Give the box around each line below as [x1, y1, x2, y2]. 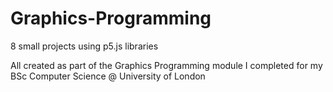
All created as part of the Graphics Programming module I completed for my [10, 59, 323, 71]
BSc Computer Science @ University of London [10, 70, 206, 82]
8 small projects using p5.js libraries [10, 40, 159, 52]
